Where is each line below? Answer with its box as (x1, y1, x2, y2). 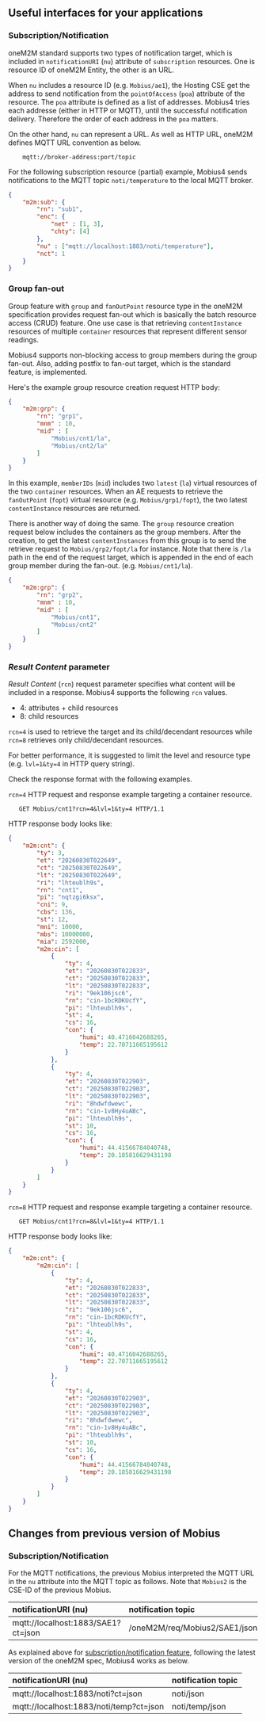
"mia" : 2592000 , (36, 937, 90, 945)
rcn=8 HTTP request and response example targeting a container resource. (8, 1202, 253, 1212)
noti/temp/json (171, 1701, 226, 1712)
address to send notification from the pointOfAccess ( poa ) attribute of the (8, 89, 245, 98)
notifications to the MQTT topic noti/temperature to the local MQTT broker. (8, 175, 253, 185)
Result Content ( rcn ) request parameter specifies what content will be (8, 679, 236, 689)
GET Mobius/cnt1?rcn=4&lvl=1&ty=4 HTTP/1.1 (18, 805, 165, 813)
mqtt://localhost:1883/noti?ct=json (12, 1688, 142, 1699)
